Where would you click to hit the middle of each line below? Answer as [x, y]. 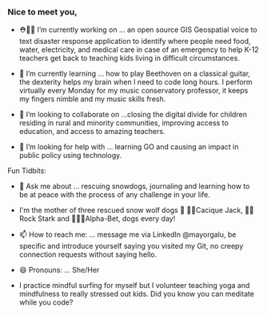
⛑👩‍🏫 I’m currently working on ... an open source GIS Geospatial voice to [138, 30]
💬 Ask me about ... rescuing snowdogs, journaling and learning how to [134, 187]
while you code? [46, 302]
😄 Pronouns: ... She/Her [59, 270]
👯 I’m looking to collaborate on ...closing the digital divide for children [133, 115]
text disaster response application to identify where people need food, [135, 41]
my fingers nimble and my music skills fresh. [92, 99]
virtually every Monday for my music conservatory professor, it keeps [133, 91]
